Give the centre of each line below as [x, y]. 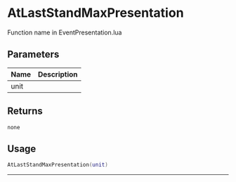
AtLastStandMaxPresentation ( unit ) [58, 165]
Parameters [33, 54]
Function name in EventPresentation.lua [65, 32]
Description [58, 74]
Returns [25, 111]
